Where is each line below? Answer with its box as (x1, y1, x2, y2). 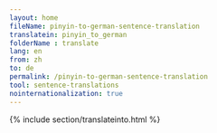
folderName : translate (9, 38, 99, 48)
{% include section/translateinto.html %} (9, 114, 161, 125)
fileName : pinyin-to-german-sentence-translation (9, 22, 201, 31)
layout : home (9, 13, 59, 23)
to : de (9, 64, 34, 73)
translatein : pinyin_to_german (9, 30, 127, 39)
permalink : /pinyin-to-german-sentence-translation (9, 72, 208, 81)
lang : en (9, 47, 42, 56)
